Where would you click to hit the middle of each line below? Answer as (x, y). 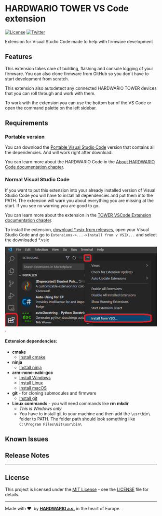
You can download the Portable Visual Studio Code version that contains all (80, 147)
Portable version (25, 137)
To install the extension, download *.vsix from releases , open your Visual (77, 229)
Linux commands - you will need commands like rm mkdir (70, 403)
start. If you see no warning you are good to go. (52, 205)
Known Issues (27, 439)
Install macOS (33, 388)
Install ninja (30, 367)
